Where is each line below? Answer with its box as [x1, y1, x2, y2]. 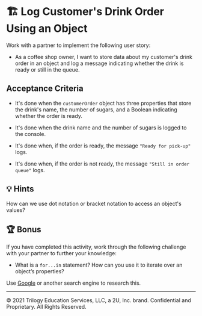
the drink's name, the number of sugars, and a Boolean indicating [14, 106, 177, 113]
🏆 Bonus [6, 224, 41, 235]
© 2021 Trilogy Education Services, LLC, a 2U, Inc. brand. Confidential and [6, 297, 191, 304]
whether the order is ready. [14, 112, 83, 119]
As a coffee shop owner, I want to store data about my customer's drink [14, 53, 192, 60]
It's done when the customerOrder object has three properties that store [14, 99, 192, 107]
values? [6, 206, 26, 214]
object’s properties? [14, 268, 64, 275]
